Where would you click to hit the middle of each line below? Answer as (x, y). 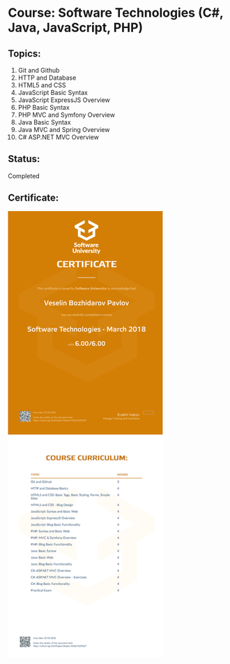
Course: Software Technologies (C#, (116, 13)
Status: (24, 159)
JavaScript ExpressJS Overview (64, 100)
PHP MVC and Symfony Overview (67, 115)
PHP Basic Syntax (44, 107)
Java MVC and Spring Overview (64, 130)
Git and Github (39, 70)
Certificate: (33, 198)
